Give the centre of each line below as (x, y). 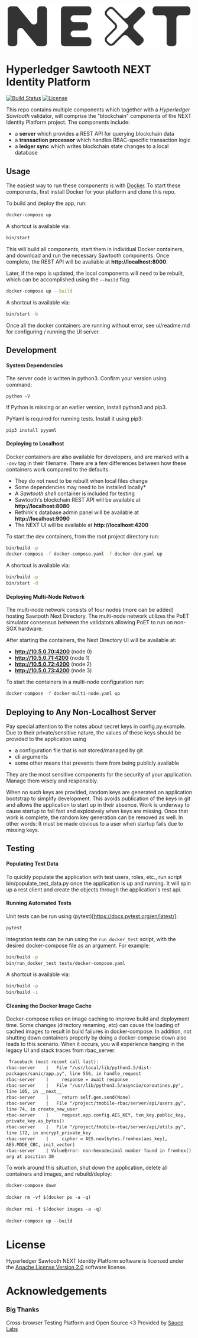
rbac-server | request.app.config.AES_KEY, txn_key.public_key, (96, 1115)
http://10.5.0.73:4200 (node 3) (53, 670)
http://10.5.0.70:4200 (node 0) (53, 652)
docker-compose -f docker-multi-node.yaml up (63, 694)
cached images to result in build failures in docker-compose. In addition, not (99, 1031)
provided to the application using (46, 739)
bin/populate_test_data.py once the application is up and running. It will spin (98, 883)
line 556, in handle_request (106, 1074)
